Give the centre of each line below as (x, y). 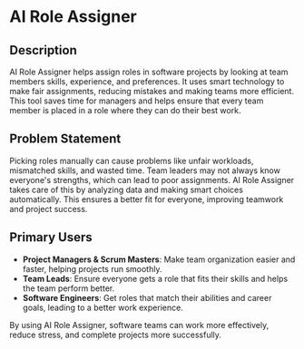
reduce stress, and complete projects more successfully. (116, 334)
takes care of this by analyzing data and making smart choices (126, 189)
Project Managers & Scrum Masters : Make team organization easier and (159, 259)
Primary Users (51, 238)
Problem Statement (65, 139)
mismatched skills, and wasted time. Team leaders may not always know (145, 170)
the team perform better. (69, 288)
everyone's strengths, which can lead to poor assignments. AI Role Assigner (152, 179)
